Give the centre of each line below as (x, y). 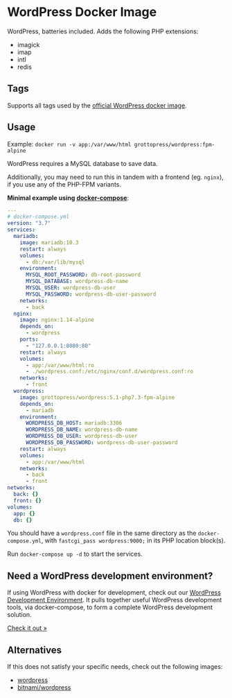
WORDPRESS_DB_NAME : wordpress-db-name (81, 430)
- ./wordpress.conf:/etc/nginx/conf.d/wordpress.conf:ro (109, 372)
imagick (28, 44)
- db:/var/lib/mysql (55, 262)
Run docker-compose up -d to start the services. (75, 554)
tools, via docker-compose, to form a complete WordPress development (110, 607)
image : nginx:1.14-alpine (57, 320)
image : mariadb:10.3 (49, 242)
